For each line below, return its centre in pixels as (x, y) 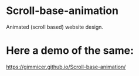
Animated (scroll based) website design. (55, 27)
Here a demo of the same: (70, 51)
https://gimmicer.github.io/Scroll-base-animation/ (66, 67)
